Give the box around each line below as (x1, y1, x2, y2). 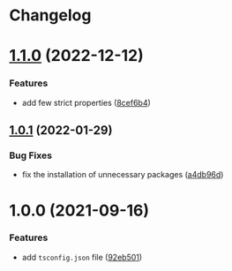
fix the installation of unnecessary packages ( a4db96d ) (21, 169, 224, 180)
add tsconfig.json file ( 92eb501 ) (21, 252, 143, 262)
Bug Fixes (9, 149, 53, 162)
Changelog (9, 5, 92, 26)
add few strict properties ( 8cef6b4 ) (21, 97, 152, 108)
